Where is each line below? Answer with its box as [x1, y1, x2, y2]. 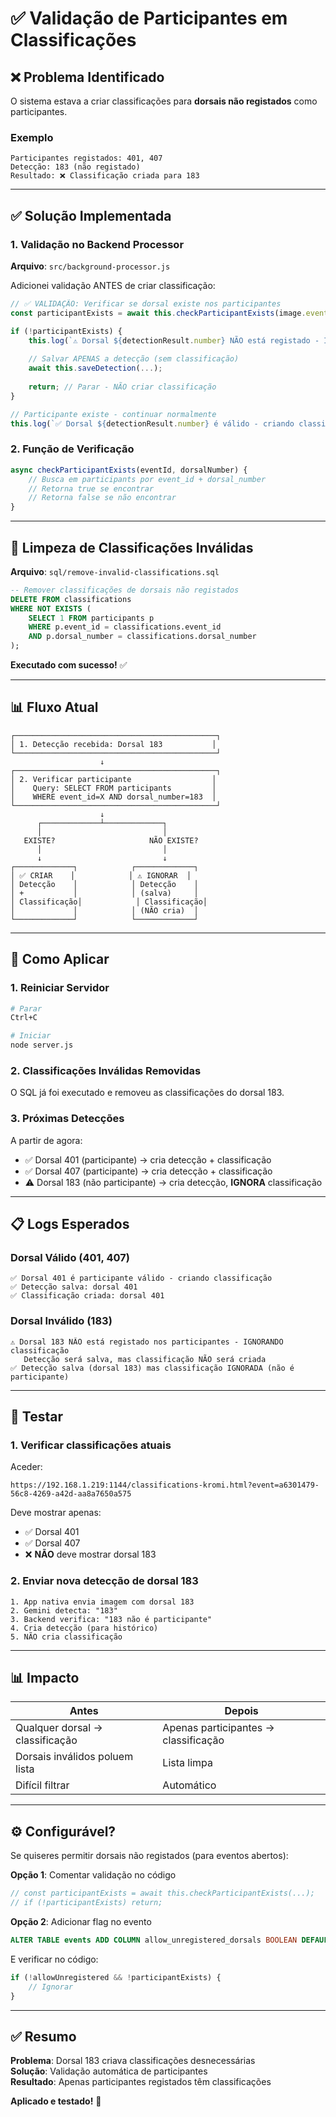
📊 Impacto [10, 1670, 80, 1687]
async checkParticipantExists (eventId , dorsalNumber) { [10, 465, 248, 475]
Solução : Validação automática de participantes [10, 2065, 208, 2077]
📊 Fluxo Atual [10, 699, 99, 716]
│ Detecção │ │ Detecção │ [10, 879, 199, 889]
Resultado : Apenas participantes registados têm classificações [10, 2076, 272, 2088]
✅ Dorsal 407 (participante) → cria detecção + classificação [24, 1165, 273, 1177]
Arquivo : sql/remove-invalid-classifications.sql [10, 565, 220, 577]
